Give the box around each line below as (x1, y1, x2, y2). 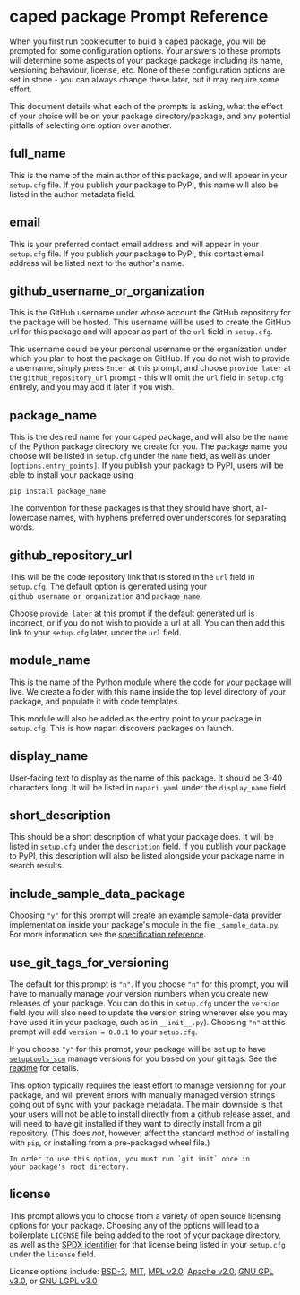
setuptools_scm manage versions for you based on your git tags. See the (9, 1053, 278, 1064)
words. (9, 522, 35, 532)
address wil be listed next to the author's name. (9, 257, 185, 268)
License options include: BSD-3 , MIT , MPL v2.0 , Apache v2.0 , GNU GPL (9, 1265, 274, 1276)
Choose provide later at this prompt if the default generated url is (9, 608, 255, 618)
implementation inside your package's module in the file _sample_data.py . (9, 919, 280, 930)
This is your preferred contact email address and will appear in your (9, 238, 260, 249)
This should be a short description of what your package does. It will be (9, 832, 275, 842)
